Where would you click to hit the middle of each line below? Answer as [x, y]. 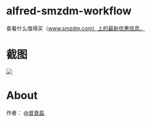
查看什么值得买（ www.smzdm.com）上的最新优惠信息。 [76, 28]
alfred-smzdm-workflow [69, 11]
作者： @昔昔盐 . [26, 112]
